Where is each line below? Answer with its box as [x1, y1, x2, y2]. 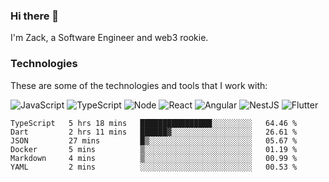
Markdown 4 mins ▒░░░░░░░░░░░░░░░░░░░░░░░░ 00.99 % [10, 153, 298, 163]
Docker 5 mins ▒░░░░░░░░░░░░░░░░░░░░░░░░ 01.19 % [10, 144, 298, 154]
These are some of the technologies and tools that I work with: [10, 79, 268, 91]
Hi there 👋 [10, 9, 60, 23]
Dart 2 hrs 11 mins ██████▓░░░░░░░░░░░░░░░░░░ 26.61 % [10, 127, 298, 137]
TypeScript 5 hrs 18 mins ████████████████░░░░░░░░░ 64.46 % [10, 118, 298, 128]
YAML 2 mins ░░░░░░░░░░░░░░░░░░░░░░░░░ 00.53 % [10, 162, 298, 172]
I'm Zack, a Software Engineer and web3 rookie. [10, 32, 209, 44]
